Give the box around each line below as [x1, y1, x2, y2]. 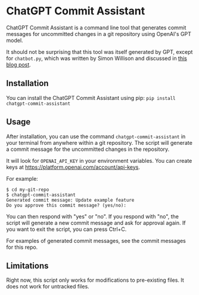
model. [6, 37, 23, 44]
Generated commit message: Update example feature [6, 197, 135, 203]
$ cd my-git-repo [6, 187, 49, 193]
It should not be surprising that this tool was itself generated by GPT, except [6, 48, 193, 55]
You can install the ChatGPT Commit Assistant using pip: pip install [6, 94, 176, 101]
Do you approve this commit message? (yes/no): [6, 202, 127, 208]
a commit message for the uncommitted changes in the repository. [6, 145, 170, 153]
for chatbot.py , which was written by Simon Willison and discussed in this [6, 54, 188, 62]
